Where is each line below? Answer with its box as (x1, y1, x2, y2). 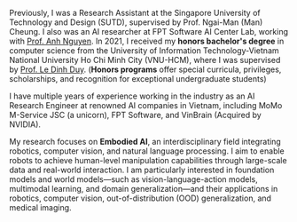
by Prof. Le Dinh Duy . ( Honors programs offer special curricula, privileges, (9, 64, 282, 75)
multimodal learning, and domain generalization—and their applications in (9, 184, 278, 194)
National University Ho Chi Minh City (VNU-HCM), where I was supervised (9, 55, 281, 65)
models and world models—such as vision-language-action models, (9, 174, 259, 185)
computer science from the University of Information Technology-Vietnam (9, 45, 279, 56)
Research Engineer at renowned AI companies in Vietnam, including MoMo (9, 100, 283, 110)
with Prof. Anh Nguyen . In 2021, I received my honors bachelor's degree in (9, 36, 285, 46)
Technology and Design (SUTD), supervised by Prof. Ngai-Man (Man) (9, 17, 263, 28)
